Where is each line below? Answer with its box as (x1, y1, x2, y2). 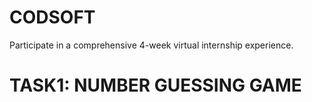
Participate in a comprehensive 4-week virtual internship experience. (9, 39, 294, 51)
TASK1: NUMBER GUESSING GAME (9, 74, 302, 97)
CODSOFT (9, 6, 96, 29)
